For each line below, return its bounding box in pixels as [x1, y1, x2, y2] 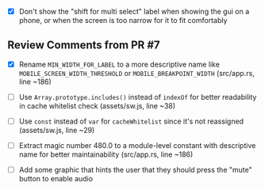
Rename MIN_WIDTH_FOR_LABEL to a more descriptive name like [18, 59, 220, 69]
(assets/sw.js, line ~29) [18, 126, 95, 135]
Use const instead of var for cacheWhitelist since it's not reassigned [18, 116, 244, 126]
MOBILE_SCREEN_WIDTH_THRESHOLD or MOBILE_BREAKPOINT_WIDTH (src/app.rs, [18, 68, 255, 78]
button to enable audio [18, 174, 93, 184]
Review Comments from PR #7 [7, 39, 160, 52]
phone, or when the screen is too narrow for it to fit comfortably [18, 16, 228, 25]
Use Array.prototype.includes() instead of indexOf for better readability [18, 92, 257, 101]
